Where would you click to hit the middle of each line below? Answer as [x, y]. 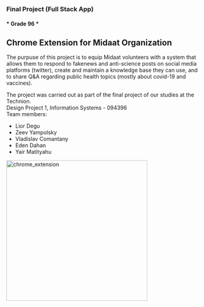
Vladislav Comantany [42, 139]
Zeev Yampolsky [36, 133]
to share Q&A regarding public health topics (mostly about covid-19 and [96, 77]
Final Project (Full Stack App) [50, 9]
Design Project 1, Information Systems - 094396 [67, 108]
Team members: [27, 114]
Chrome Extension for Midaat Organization [89, 42]
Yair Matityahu [33, 152]
